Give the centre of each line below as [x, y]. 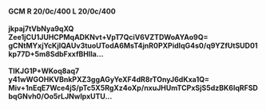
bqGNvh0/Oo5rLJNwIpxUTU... [60, 96]
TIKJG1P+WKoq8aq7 [44, 71]
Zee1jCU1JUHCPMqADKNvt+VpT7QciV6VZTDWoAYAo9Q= [109, 37]
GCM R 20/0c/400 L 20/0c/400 [62, 11]
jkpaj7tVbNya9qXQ [41, 29]
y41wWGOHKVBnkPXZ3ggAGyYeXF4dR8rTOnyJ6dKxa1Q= [109, 80]
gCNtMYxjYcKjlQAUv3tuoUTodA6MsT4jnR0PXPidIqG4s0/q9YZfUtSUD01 [133, 46]
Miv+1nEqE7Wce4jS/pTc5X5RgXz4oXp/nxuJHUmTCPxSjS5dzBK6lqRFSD [133, 88]
